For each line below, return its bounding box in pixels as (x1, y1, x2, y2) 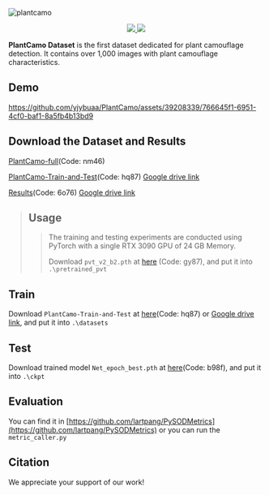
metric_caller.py (8, 433, 67, 441)
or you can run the (159, 424, 220, 434)
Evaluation (8, 394, 63, 409)
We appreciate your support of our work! (8, 477, 145, 487)
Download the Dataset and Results (8, 135, 186, 148)
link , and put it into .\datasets (8, 317, 109, 328)
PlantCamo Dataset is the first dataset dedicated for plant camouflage (8, 41, 245, 49)
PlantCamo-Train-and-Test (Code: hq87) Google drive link (8, 171, 200, 182)
